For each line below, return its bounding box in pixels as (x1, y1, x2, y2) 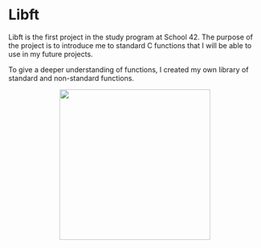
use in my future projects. (8, 49, 94, 59)
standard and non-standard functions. (8, 73, 135, 83)
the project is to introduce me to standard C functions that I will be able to (8, 40, 252, 50)
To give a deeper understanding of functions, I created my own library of (8, 64, 249, 74)
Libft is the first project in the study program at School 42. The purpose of (8, 32, 253, 42)
